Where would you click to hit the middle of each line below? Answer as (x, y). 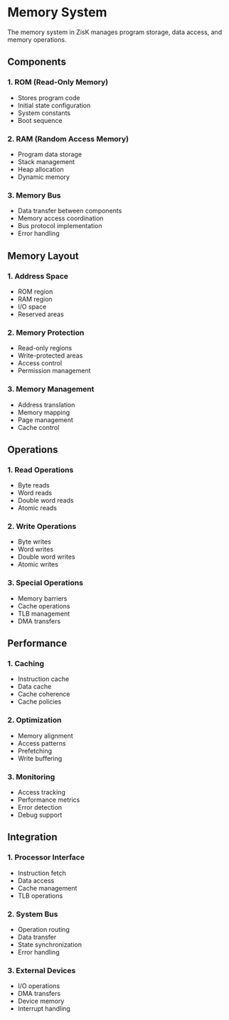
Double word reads (46, 500)
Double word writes (47, 557)
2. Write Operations (42, 527)
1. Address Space (38, 276)
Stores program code (49, 97)
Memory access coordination (60, 218)
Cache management (47, 888)
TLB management (44, 613)
